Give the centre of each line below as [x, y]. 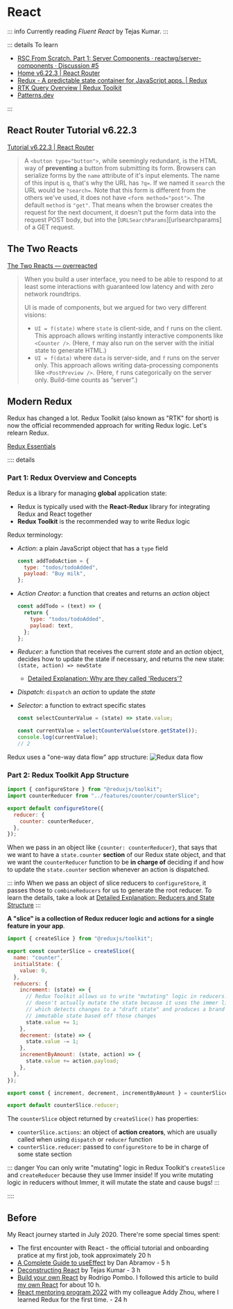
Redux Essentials [32, 447]
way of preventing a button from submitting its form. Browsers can [120, 168]
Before [22, 1218]
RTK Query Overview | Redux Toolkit [69, 87]
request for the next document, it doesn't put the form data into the [120, 212]
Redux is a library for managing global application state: [87, 493]
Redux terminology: [35, 535]
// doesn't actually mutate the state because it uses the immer [122, 1003]
